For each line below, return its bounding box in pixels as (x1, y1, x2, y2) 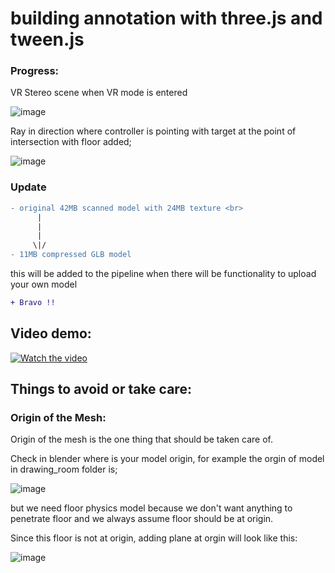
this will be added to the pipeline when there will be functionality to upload (10, 268, 317, 280)
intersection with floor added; (10, 136, 132, 148)
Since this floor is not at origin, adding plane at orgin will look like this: (10, 532, 298, 544)
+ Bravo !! (10, 298, 56, 308)
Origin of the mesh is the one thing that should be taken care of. (10, 433, 274, 446)
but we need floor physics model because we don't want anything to (10, 502, 293, 514)
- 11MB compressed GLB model (10, 250, 132, 260)
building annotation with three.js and (10, 7, 323, 30)
